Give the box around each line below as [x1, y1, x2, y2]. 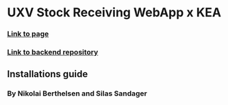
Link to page [7, 29, 49, 39]
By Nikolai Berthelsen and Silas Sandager [7, 89, 147, 98]
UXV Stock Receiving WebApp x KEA [7, 5, 221, 20]
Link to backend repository [7, 48, 99, 57]
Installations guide [7, 68, 88, 80]
